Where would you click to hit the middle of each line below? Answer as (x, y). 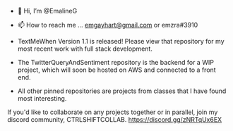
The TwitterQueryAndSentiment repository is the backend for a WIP (115, 62)
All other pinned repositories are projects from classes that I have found (122, 91)
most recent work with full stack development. (85, 49)
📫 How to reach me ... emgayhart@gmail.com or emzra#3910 (108, 25)
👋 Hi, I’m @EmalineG (47, 11)
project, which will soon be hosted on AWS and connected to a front (117, 70)
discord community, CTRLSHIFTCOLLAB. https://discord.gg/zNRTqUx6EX (115, 119)
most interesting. (42, 98)
